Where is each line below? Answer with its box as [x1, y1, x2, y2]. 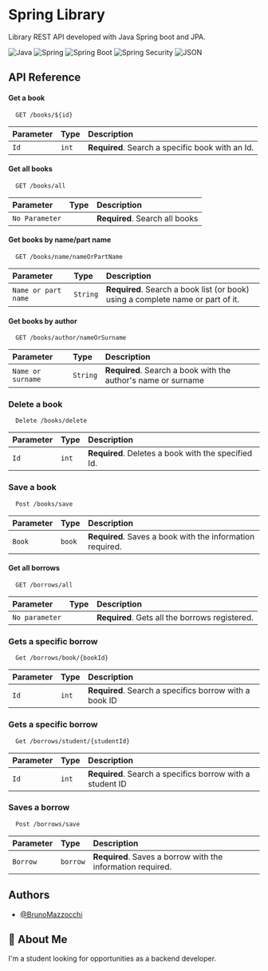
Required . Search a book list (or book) [106, 284, 250, 295]
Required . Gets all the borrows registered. [97, 611, 254, 623]
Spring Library [8, 6, 105, 24]
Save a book [8, 482, 57, 493]
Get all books [8, 164, 53, 173]
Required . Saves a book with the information [87, 531, 255, 542]
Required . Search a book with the [104, 365, 231, 376]
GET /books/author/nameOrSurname [15, 334, 127, 342]
